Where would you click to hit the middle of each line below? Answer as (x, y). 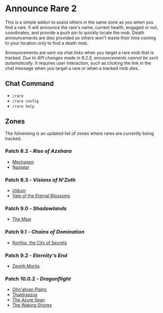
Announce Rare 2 (41, 9)
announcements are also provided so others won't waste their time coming (81, 38)
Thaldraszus (25, 295)
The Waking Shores (32, 305)
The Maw (22, 219)
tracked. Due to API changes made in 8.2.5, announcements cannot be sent (81, 57)
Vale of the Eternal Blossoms (41, 196)
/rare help (23, 106)
